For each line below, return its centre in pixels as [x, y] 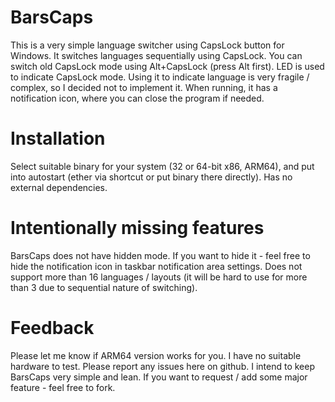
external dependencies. [59, 187]
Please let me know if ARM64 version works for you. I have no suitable [156, 355]
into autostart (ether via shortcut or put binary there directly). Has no [151, 177]
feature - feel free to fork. [63, 387]
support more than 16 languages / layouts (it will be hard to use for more [159, 277]
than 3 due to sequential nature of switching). [104, 287]
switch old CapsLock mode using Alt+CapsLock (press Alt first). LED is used [167, 66]
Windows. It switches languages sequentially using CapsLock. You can [156, 55]
